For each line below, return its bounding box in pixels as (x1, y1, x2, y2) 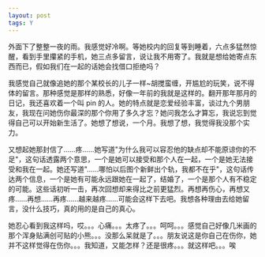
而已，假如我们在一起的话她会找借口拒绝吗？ (14, 61, 160, 71)
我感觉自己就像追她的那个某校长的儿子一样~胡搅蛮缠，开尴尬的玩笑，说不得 (8, 78, 255, 88)
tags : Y (8, 19, 34, 27)
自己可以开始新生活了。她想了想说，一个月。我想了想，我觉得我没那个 (14, 118, 243, 127)
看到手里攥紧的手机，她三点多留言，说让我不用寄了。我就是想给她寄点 (21, 51, 250, 61)
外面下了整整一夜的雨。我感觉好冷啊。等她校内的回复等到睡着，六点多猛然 (8, 41, 250, 51)
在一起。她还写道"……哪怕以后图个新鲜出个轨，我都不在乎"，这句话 (28, 164, 248, 174)
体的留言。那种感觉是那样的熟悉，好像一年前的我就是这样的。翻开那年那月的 (8, 88, 257, 97)
